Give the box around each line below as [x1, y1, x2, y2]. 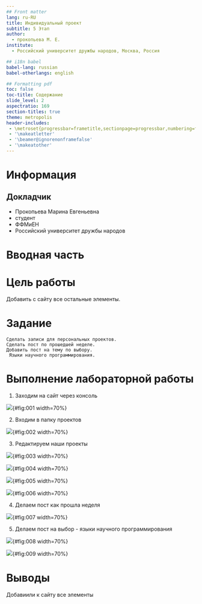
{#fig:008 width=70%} [12, 537, 69, 545]
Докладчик [6, 192, 52, 202]
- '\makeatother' [8, 142, 52, 148]
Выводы [6, 572, 50, 585]
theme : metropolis [6, 114, 52, 120]
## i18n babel [6, 58, 42, 65]
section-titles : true [6, 109, 61, 115]
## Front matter [6, 8, 47, 15]
